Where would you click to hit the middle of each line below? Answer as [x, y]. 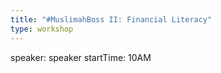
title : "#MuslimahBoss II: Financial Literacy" [111, 19]
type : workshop [42, 29]
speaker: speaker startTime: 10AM [81, 57]
